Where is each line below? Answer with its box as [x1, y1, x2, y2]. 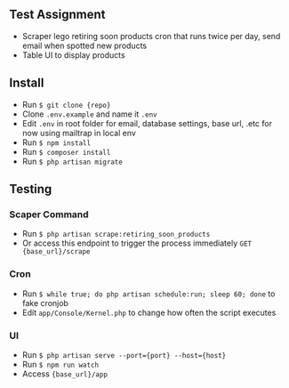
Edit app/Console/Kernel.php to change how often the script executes [21, 307, 277, 318]
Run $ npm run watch [21, 359, 100, 369]
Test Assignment [9, 7, 106, 22]
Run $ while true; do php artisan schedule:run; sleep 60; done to [21, 288, 276, 299]
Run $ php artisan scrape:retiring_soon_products [21, 229, 211, 239]
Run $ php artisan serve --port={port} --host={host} [21, 349, 227, 360]
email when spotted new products [21, 40, 148, 51]
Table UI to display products [21, 49, 126, 61]
